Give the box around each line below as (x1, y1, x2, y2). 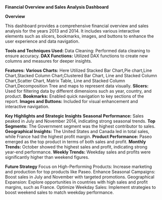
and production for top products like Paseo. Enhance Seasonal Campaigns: (5, 169, 156, 174)
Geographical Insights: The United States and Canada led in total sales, (5, 129, 150, 134)
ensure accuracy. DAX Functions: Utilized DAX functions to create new (5, 53, 148, 59)
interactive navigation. (5, 104, 50, 109)
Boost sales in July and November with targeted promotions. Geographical (5, 174, 155, 180)
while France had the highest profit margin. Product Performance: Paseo (5, 133, 152, 139)
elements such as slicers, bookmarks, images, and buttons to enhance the (5, 33, 154, 39)
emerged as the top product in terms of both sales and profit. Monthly (5, 139, 146, 145)
